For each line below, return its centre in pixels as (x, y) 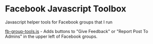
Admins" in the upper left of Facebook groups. (51, 36)
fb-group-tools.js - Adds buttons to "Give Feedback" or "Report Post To (77, 31)
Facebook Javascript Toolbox (66, 9)
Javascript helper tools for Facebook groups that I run (59, 22)
